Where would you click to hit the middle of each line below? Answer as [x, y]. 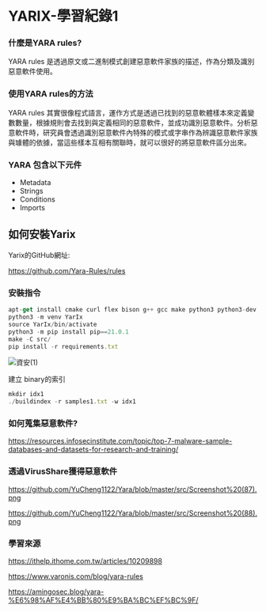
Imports [32, 208]
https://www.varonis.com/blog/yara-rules [76, 576]
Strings [31, 191]
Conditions [37, 199]
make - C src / [30, 339]
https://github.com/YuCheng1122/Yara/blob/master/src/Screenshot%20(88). [133, 513]
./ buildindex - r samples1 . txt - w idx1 [72, 402]
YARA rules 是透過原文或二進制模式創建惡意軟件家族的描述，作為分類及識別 [131, 62]
